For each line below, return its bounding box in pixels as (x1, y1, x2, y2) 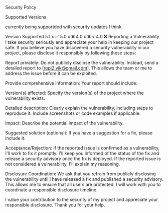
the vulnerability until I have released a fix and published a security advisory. (5, 176, 163, 182)
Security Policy (5, 5, 37, 10)
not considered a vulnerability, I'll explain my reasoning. (5, 161, 120, 167)
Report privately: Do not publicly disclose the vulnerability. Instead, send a (5, 60, 159, 65)
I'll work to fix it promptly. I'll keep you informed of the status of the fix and (5, 151, 159, 156)
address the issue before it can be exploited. (5, 70, 97, 76)
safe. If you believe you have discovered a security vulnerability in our (5, 45, 150, 50)
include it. (5, 135, 26, 141)
